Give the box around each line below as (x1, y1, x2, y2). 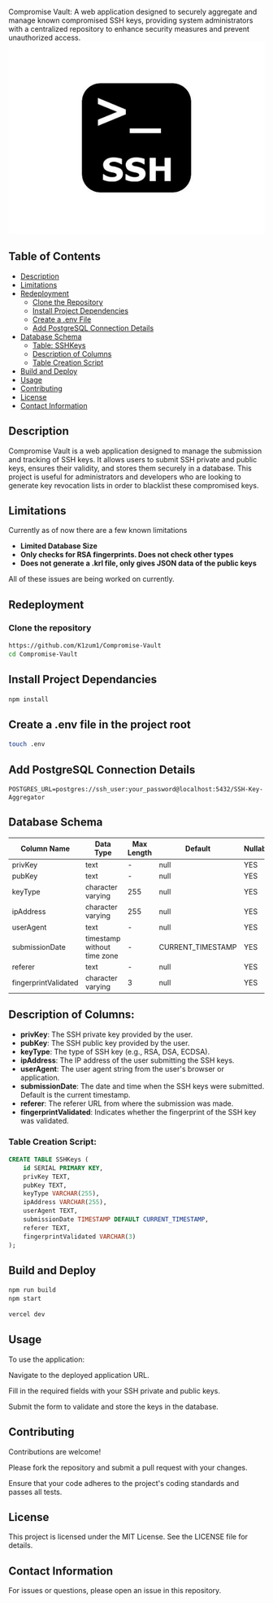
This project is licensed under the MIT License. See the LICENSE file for (8, 1532, 249, 1542)
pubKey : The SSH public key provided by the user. (19, 1038, 190, 1047)
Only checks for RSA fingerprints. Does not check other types (19, 550, 234, 560)
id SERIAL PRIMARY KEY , (23, 1163, 104, 1172)
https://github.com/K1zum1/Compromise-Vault (8, 642, 162, 650)
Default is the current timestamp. (19, 1090, 131, 1099)
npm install (8, 695, 49, 704)
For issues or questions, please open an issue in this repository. (8, 1586, 222, 1596)
